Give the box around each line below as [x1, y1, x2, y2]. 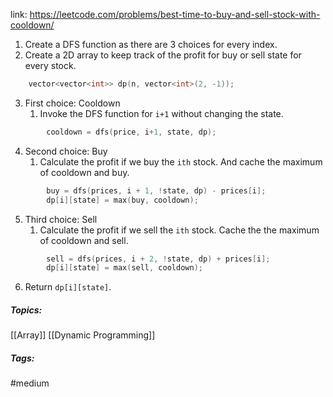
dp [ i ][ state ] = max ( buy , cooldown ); [46, 195, 199, 205]
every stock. [24, 60, 77, 71]
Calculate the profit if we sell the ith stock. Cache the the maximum [39, 224, 320, 236]
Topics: [10, 304, 43, 316]
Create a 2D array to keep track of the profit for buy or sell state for [24, 49, 302, 61]
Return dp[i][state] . [24, 281, 112, 293]
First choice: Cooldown [24, 97, 121, 109]
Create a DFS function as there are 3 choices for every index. [24, 39, 278, 50]
